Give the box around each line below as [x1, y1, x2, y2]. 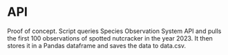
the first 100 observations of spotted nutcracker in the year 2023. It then [7, 34, 213, 42]
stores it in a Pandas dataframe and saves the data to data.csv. [7, 41, 187, 49]
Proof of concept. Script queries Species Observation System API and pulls [7, 27, 222, 35]
